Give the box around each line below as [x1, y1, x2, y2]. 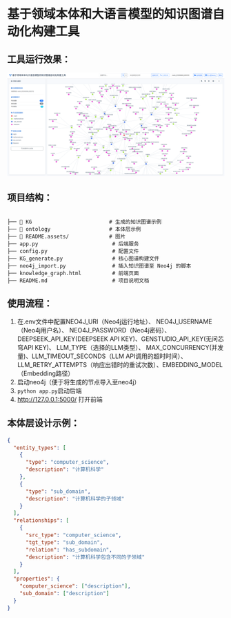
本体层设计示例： [7, 418, 80, 429]
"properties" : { [13, 575, 60, 583]
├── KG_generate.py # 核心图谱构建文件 [7, 255, 160, 262]
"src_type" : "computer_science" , [25, 532, 122, 539]
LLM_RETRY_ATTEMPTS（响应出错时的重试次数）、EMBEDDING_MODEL [17, 360, 223, 368]
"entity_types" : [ [13, 444, 67, 451]
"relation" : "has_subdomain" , [25, 546, 112, 553]
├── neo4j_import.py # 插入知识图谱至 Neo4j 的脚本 [7, 263, 192, 270]
